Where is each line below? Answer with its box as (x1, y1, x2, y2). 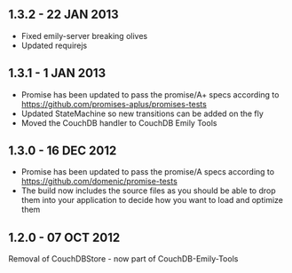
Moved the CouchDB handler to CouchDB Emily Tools (20, 117, 217, 128)
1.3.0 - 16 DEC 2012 (8, 144, 117, 159)
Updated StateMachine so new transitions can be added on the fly (20, 108, 264, 119)
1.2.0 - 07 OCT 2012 (8, 230, 121, 245)
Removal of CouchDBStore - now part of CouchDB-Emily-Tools (8, 253, 239, 264)
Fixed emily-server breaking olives (20, 30, 148, 41)
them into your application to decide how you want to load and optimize (20, 195, 283, 206)
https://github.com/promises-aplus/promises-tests (20, 98, 208, 109)
